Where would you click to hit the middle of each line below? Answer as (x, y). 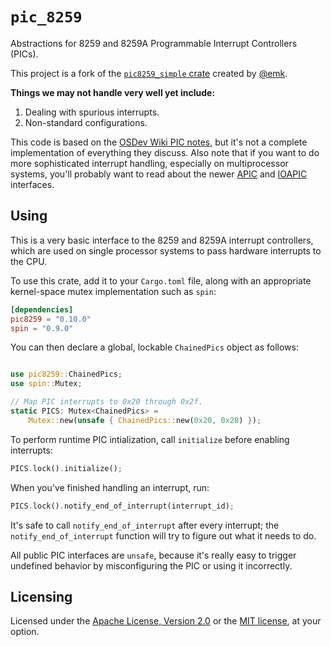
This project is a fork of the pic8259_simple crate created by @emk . (149, 73)
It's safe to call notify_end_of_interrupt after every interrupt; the (145, 525)
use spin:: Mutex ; (46, 384)
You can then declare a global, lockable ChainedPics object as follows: (154, 347)
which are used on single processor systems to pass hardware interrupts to (166, 250)
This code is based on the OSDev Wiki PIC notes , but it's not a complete (159, 142)
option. (25, 632)
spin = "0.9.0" (42, 328)
